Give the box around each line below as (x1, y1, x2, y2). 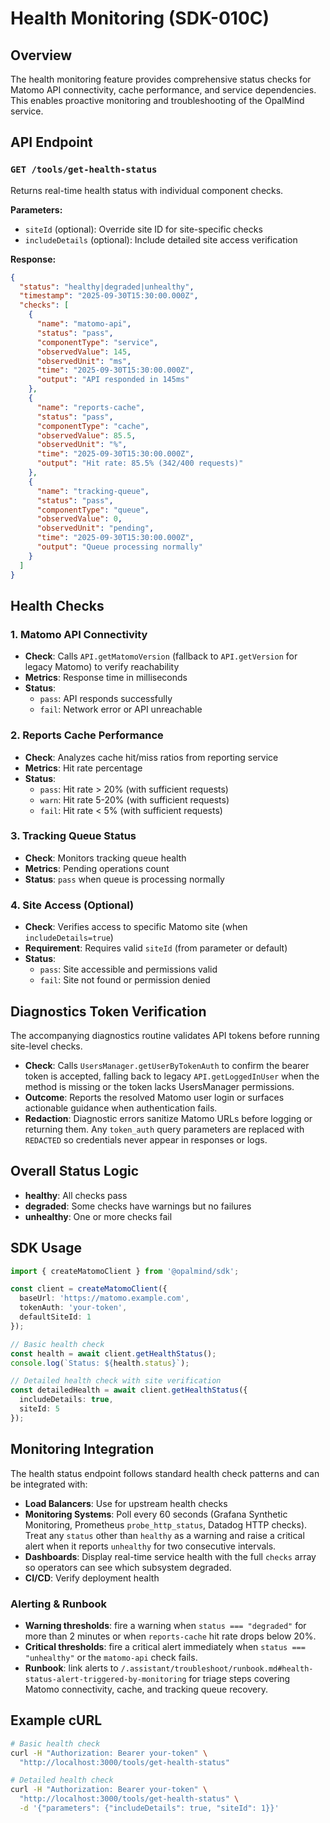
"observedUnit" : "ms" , (36, 356, 132, 366)
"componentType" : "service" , (36, 337, 159, 347)
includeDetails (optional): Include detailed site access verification (24, 233, 298, 246)
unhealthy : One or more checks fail (24, 1210, 173, 1222)
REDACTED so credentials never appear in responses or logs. (24, 1133, 268, 1146)
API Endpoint (10, 134, 93, 151)
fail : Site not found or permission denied (39, 974, 211, 986)
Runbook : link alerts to (24, 1662, 119, 1674)
